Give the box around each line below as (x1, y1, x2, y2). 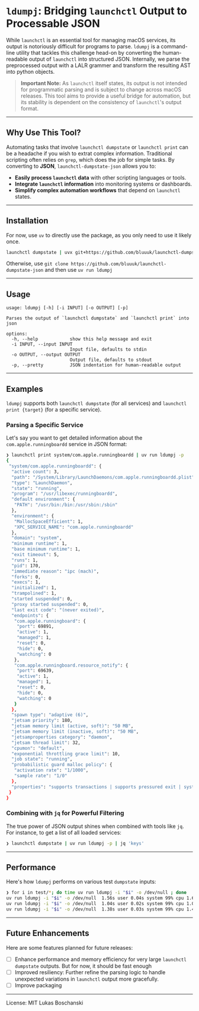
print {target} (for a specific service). (6, 406, 102, 413)
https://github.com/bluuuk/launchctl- (70, 261, 167, 267)
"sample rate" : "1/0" (14, 773, 68, 779)
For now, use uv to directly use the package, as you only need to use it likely (6, 231, 192, 238)
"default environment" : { (11, 497, 76, 503)
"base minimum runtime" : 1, (11, 546, 81, 552)
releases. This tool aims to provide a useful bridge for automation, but (20, 92, 191, 99)
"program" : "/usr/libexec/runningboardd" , (11, 491, 118, 497)
